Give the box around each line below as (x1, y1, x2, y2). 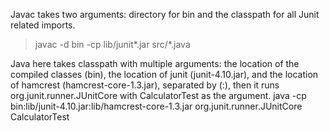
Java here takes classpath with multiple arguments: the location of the (10, 58, 300, 69)
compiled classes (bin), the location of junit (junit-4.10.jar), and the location (10, 69, 319, 80)
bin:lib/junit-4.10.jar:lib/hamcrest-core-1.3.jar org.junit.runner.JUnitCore (10, 100, 303, 112)
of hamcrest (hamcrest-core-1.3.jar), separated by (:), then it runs (10, 79, 280, 91)
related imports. (10, 19, 76, 31)
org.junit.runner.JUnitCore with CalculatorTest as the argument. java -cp (10, 90, 307, 101)
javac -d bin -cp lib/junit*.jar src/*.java (34, 39, 191, 50)
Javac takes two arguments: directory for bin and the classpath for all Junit (10, 9, 320, 20)
